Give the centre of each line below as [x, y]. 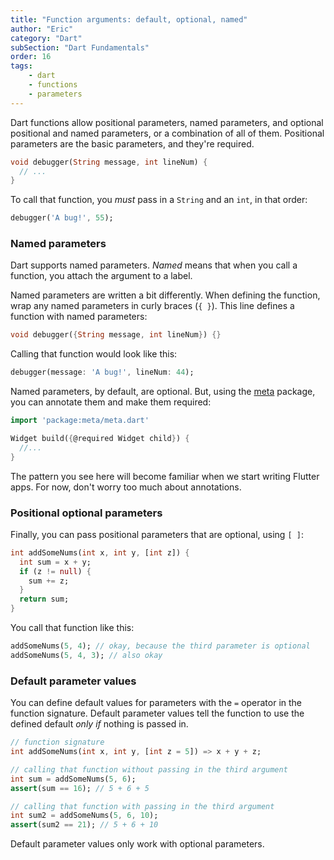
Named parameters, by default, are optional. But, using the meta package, [163, 392]
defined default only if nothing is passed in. [99, 724]
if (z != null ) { [55, 571]
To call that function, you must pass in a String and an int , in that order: [159, 200]
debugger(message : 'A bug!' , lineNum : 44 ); [102, 372]
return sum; [44, 599]
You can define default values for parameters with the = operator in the [156, 703]
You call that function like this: [72, 628]
